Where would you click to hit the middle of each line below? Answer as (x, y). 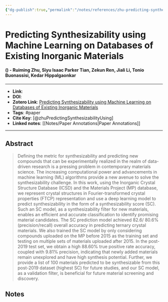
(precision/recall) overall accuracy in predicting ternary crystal (82, 225)
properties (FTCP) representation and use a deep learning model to (87, 198)
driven (24, 167)
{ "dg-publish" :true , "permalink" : (40, 10)
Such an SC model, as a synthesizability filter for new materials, (83, 209)
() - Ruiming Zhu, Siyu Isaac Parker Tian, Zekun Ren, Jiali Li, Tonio (75, 70)
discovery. (28, 278)
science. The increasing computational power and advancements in (87, 172)
